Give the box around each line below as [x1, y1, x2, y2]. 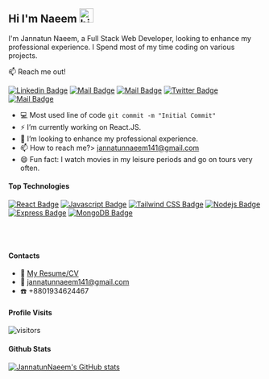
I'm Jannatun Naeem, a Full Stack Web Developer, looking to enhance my [8, 33, 252, 43]
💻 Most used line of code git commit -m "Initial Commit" [19, 110, 216, 119]
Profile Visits [8, 307, 52, 317]
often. [19, 163, 40, 173]
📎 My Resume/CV [19, 269, 79, 278]
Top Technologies [8, 181, 70, 191]
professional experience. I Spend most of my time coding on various [8, 42, 235, 52]
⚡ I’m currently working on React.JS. [19, 122, 142, 131]
